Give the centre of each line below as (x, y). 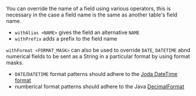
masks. (15, 62)
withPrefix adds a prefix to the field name (66, 39)
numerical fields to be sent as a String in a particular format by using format (98, 56)
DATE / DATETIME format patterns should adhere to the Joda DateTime (96, 74)
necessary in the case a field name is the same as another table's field (92, 15)
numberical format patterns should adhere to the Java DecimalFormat (99, 87)
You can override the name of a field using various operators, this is (89, 9)
